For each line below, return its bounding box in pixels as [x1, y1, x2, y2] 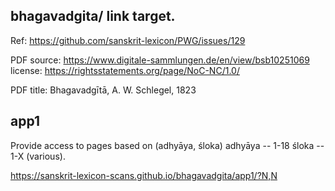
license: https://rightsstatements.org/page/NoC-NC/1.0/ [10, 64, 240, 76]
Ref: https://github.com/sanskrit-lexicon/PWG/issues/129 [10, 34, 246, 46]
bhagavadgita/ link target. [10, 8, 176, 25]
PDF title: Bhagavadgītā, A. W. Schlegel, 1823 [10, 84, 197, 96]
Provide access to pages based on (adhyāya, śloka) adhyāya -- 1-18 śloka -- [10, 139, 325, 151]
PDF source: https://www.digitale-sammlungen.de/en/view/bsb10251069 [10, 54, 310, 66]
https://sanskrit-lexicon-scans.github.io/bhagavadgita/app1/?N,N [10, 169, 278, 181]
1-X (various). [10, 150, 66, 162]
